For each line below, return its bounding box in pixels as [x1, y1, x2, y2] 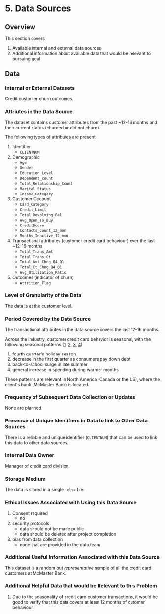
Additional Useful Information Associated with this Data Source [5, 553, 160, 560]
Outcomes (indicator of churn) [12, 274, 74, 280]
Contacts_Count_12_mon [19, 228, 66, 233]
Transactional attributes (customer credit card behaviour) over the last [12, 237, 155, 244]
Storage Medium [5, 476, 46, 483]
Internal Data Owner [5, 452, 54, 459]
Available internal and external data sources [12, 45, 101, 51]
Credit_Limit [19, 207, 47, 212]
